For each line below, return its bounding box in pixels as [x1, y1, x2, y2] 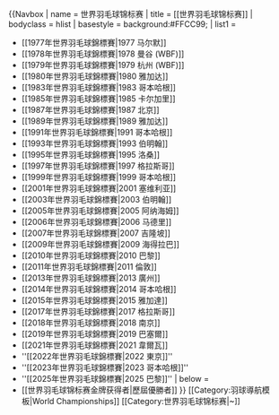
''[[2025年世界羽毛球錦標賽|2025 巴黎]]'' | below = [21, 374, 210, 384]
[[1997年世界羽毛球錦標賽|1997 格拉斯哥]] [21, 160, 176, 171]
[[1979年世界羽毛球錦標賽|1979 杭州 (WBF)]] [21, 60, 185, 70]
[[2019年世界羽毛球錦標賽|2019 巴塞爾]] [21, 329, 169, 339]
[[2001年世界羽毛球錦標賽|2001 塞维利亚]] [21, 183, 177, 194]
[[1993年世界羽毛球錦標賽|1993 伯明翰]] [21, 138, 169, 149]
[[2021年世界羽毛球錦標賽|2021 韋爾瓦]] [21, 340, 169, 350]
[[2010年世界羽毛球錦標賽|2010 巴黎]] [21, 250, 161, 261]
